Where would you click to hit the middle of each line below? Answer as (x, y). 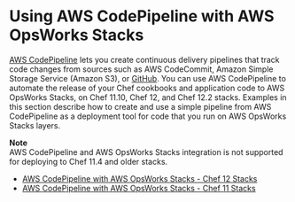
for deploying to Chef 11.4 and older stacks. (89, 161)
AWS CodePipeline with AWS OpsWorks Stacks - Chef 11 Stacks (139, 188)
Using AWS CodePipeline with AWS (142, 16)
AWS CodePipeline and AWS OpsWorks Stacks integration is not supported (146, 151)
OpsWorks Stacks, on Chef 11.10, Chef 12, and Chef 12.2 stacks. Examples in (148, 97)
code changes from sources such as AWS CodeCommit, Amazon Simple (141, 69)
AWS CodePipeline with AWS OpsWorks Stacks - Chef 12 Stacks (140, 178)
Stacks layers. (35, 125)
